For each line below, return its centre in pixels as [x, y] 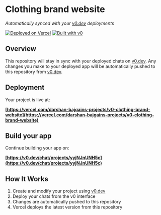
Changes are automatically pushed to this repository [67, 202]
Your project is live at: [28, 100]
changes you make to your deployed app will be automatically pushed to [80, 66]
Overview [21, 49]
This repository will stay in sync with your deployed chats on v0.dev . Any [81, 61]
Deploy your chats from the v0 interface [54, 196]
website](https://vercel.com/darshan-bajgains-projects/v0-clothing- [80, 115]
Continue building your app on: [37, 148]
